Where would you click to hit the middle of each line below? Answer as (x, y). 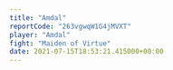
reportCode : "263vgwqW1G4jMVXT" (70, 26)
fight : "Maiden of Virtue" (60, 43)
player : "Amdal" (40, 35)
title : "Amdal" (38, 18)
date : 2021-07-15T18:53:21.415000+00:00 (87, 52)
